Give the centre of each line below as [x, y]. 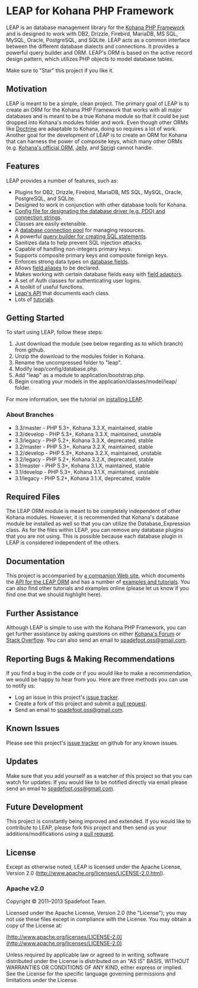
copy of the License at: [34, 926]
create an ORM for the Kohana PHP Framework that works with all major [94, 110]
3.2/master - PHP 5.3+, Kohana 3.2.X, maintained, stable [84, 446]
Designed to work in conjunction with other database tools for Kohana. [101, 205]
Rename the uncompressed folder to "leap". [68, 363]
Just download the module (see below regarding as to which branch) [99, 344]
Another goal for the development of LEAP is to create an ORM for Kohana [97, 135]
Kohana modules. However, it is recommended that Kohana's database [92, 517]
